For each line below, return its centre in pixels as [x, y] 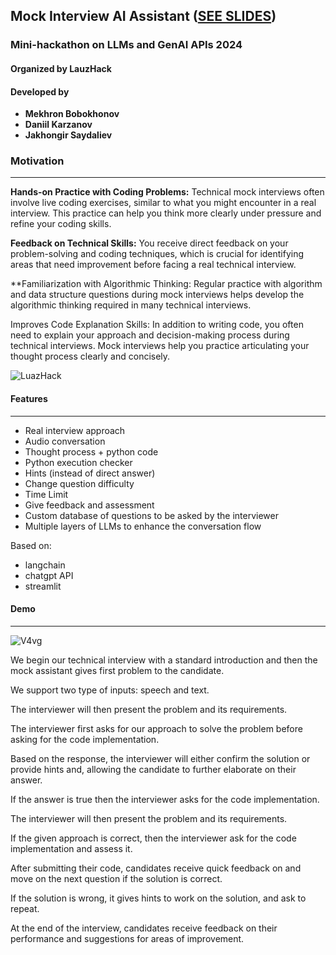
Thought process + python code [91, 451]
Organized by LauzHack [61, 68]
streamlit [43, 586]
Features [29, 398]
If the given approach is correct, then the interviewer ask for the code [153, 838]
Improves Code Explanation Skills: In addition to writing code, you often [157, 325]
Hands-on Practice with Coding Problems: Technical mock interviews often [167, 192]
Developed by [40, 91]
